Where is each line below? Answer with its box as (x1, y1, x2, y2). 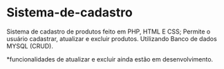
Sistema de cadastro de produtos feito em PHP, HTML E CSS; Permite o (6, 27, 211, 36)
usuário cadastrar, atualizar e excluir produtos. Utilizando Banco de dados (6, 34, 217, 42)
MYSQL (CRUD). (6, 42, 53, 50)
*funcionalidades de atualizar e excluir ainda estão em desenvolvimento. (6, 55, 214, 63)
